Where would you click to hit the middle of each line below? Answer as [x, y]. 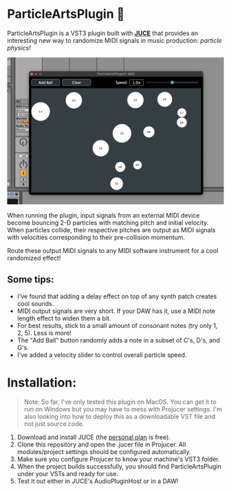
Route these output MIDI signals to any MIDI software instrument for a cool [113, 251]
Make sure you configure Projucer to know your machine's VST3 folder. [118, 459]
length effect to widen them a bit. [64, 318]
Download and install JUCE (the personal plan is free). [93, 437]
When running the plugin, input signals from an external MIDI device [103, 216]
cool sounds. [35, 303]
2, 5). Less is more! [44, 333]
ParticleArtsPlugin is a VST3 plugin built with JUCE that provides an [102, 33]
